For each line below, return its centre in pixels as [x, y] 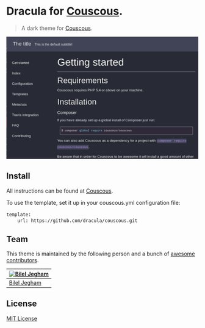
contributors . [23, 260]
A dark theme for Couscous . [57, 28]
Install [18, 176]
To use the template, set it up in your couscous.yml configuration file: [93, 202]
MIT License [22, 318]
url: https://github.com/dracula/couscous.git [77, 221]
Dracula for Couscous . [65, 11]
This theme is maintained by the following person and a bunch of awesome [101, 254]
